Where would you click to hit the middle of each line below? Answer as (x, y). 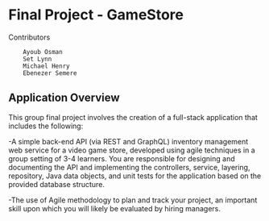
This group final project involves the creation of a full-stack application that (133, 117)
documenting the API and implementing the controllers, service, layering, (129, 167)
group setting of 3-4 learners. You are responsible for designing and (122, 158)
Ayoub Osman (43, 52)
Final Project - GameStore (96, 15)
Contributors (29, 37)
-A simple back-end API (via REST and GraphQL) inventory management (128, 141)
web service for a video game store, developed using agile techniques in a (132, 150)
